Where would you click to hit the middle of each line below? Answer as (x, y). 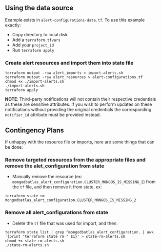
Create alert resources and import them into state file (69, 63)
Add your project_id (33, 45)
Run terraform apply (33, 50)
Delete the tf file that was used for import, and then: (65, 223)
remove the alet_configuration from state (55, 166)
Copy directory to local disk (40, 34)
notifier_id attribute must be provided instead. (53, 115)
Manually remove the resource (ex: (47, 177)
